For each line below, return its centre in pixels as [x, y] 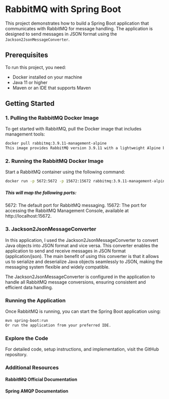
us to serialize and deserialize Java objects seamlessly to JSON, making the [84, 261]
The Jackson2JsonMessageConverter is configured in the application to [80, 277]
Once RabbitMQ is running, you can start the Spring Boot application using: [83, 311]
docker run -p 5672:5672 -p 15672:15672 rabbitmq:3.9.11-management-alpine [86, 181]
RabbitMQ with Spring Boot [63, 9]
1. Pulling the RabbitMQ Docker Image [52, 118]
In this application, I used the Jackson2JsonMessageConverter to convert [82, 240]
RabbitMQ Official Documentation [41, 379]
